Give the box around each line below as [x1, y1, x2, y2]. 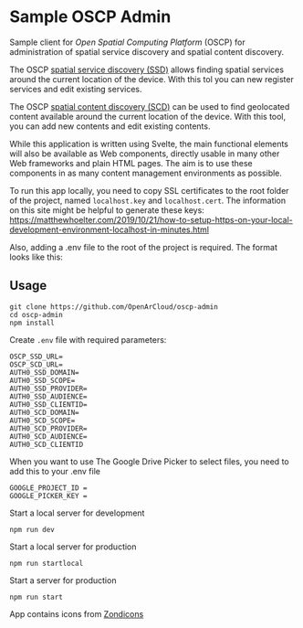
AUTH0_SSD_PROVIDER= [9, 384, 89, 393]
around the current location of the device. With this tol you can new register [9, 73, 294, 84]
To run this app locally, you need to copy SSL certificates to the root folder [9, 185, 289, 196]
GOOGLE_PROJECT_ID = [9, 483, 89, 493]
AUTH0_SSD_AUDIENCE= [9, 391, 89, 401]
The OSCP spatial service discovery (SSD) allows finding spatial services [9, 64, 285, 75]
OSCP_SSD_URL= [9, 352, 64, 361]
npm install [9, 318, 55, 327]
